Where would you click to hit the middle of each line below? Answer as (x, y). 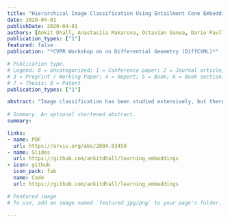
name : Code (29, 178)
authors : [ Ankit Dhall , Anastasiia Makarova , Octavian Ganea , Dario (107, 32)
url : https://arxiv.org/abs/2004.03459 (70, 146)
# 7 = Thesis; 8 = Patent (44, 83)
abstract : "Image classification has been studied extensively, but (107, 102)
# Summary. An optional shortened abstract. (72, 115)
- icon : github (29, 165)
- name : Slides (29, 152)
